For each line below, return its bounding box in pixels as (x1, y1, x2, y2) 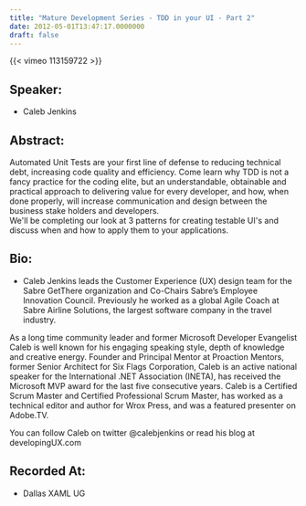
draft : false (9, 30, 59, 39)
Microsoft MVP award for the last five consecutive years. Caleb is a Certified (9, 380, 298, 391)
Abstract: (9, 132, 65, 148)
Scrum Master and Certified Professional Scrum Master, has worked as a (9, 390, 283, 401)
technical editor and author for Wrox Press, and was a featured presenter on (9, 399, 297, 411)
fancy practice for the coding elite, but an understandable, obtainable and (9, 176, 287, 187)
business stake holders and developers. (9, 206, 160, 216)
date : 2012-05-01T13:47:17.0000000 (9, 22, 145, 31)
